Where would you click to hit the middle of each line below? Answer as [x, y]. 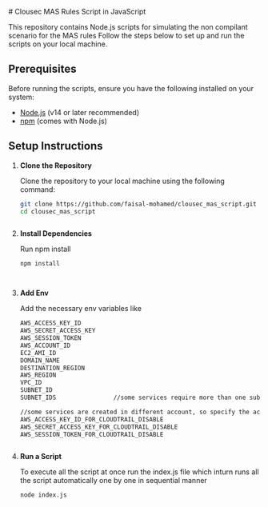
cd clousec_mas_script [58, 211]
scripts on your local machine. [58, 44]
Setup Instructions [56, 146]
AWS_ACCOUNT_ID [45, 345]
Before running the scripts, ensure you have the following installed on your [131, 88]
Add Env [34, 293]
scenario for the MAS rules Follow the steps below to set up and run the [126, 36]
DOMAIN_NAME [40, 360]
